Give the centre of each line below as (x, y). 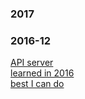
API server (32, 63)
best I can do (37, 84)
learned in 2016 (42, 73)
